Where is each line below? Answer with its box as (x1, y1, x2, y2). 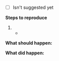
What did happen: (5, 50, 45, 56)
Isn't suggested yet (12, 5, 54, 10)
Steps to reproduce (5, 15, 47, 21)
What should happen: (5, 40, 52, 46)
